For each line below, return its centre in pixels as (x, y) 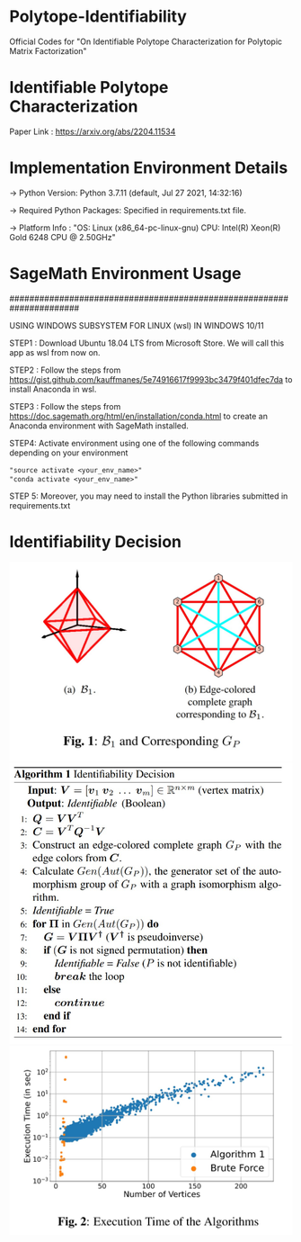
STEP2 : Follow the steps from (65, 370)
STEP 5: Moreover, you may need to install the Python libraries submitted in (149, 496)
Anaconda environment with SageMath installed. (99, 426)
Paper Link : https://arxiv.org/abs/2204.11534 (93, 131)
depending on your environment (69, 453)
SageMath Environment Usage (125, 274)
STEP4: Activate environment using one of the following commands (134, 443)
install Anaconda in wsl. (53, 389)
